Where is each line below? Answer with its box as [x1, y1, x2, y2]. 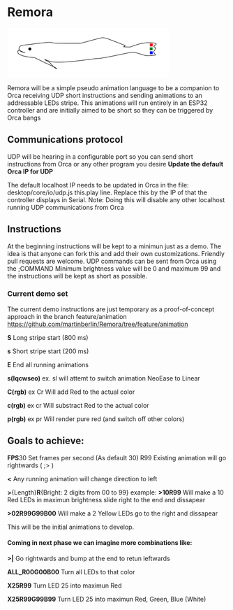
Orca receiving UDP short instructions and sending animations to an [7, 91, 202, 99]
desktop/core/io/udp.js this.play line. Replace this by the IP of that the [7, 188, 208, 197]
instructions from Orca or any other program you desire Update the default [7, 159, 224, 168]
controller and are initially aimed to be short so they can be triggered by [7, 106, 213, 114]
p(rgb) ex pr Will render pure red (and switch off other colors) [7, 414, 185, 423]
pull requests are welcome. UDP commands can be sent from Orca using [7, 257, 217, 265]
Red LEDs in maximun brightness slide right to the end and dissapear [7, 495, 206, 504]
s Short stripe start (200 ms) [7, 347, 89, 355]
